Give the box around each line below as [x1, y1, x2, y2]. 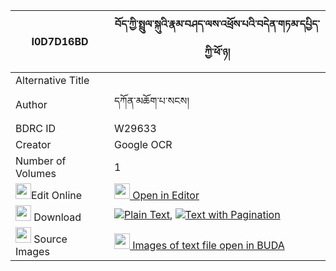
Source [33, 232, 68, 246]
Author [15, 97, 48, 111]
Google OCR [113, 138, 173, 151]
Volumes [15, 167, 57, 180]
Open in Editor [132, 189, 200, 202]
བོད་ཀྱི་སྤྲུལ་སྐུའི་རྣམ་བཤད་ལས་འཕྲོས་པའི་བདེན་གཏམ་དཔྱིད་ [114, 17, 320, 31]
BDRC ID [15, 122, 57, 135]
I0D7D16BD [31, 35, 89, 48]
